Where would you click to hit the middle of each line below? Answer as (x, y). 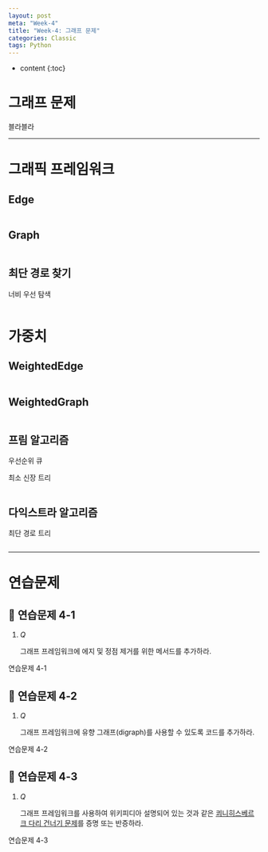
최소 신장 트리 (30, 478)
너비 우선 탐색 (30, 294)
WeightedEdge (46, 366)
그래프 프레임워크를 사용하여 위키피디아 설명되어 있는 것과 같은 (116, 813)
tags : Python (30, 46)
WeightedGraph (49, 402)
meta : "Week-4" (33, 23)
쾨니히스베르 (235, 813)
